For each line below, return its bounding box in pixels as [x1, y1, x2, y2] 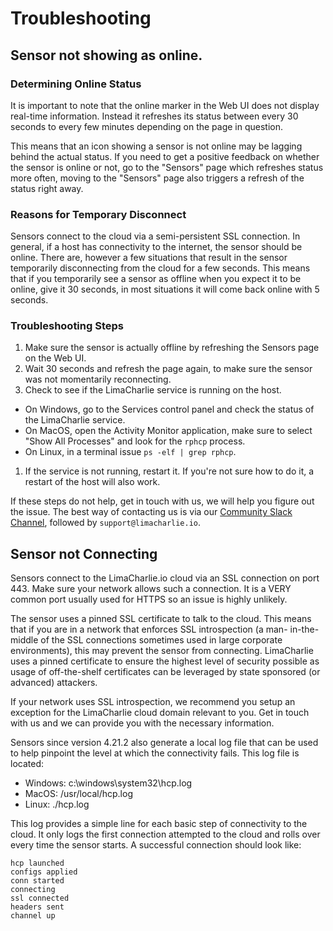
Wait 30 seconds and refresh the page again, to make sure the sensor [24, 363, 313, 375]
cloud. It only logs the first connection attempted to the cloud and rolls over [10, 828, 321, 841]
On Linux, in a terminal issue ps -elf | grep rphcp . [24, 446, 237, 458]
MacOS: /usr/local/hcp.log [24, 788, 133, 800]
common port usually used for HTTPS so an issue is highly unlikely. [10, 593, 288, 606]
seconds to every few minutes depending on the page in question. [10, 120, 284, 132]
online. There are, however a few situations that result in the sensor [10, 252, 288, 264]
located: [10, 758, 44, 770]
